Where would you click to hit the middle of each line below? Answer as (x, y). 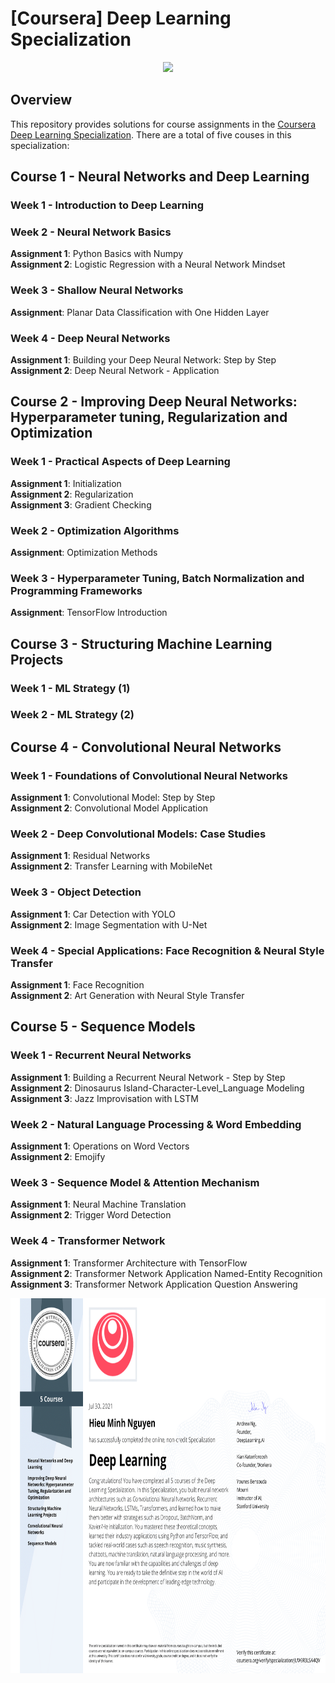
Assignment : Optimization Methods (84, 552)
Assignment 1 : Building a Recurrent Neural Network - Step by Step (148, 1077)
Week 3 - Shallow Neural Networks (97, 290)
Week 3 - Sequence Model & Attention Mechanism (135, 1182)
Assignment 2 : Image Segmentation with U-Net (109, 924)
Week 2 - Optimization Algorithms (95, 530)
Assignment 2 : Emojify (58, 1157)
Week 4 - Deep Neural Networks (90, 338)
